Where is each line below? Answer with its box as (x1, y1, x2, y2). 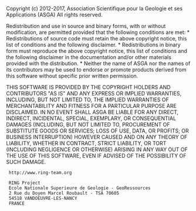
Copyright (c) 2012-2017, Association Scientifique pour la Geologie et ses (6, 5, 183, 12)
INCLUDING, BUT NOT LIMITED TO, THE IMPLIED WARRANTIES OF (6, 96, 169, 103)
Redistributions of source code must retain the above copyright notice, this (6, 35, 187, 42)
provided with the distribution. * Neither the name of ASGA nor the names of (6, 60, 191, 67)
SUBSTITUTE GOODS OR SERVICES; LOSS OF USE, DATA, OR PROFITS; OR (6, 127, 189, 134)
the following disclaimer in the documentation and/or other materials (6, 54, 172, 60)
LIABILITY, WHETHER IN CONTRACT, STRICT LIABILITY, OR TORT (6, 140, 167, 147)
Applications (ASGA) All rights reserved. (6, 11, 103, 18)
